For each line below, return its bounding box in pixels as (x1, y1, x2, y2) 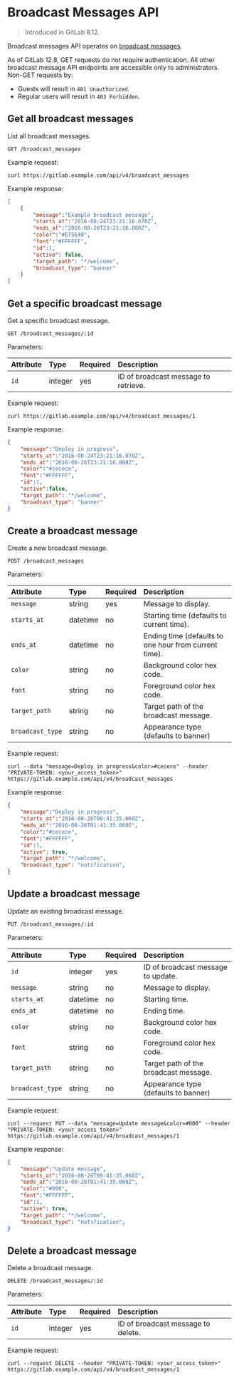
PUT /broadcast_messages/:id (7, 921, 94, 928)
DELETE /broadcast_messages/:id (7, 1277, 103, 1284)
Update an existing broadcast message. (7, 906, 124, 915)
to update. (143, 971, 178, 981)
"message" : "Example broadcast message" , (33, 211, 154, 218)
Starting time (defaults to (143, 610, 227, 620)
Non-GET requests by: (7, 71, 73, 79)
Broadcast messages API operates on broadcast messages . (7, 41, 183, 50)
